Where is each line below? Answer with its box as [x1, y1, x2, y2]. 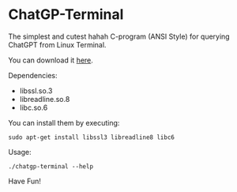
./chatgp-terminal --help [8, 162, 93, 171]
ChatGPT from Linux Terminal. [8, 40, 107, 49]
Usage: [8, 147, 32, 156]
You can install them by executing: [8, 118, 120, 127]
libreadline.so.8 [19, 94, 70, 104]
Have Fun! [8, 176, 42, 186]
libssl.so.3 [19, 85, 53, 96]
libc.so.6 [19, 103, 48, 112]
